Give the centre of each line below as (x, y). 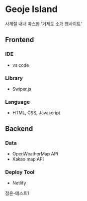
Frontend (20, 40)
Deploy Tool (20, 172)
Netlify (19, 183)
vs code (21, 65)
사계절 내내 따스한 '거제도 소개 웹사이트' (44, 24)
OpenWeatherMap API (35, 153)
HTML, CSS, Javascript (36, 113)
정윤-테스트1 (17, 193)
